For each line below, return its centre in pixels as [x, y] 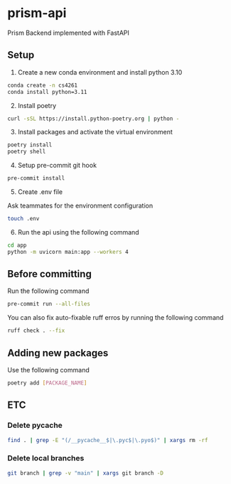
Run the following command [48, 291]
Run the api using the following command [79, 232]
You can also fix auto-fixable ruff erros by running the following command [116, 318]
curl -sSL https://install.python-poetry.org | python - [93, 119]
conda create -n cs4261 [43, 85]
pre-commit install [36, 178]
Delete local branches [46, 458]
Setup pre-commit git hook [57, 166]
